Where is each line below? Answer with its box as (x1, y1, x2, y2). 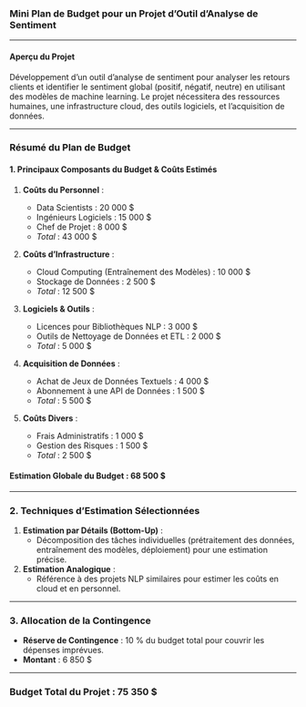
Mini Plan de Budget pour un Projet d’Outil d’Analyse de (9, 7, 259, 20)
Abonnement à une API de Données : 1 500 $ (36, 385, 205, 396)
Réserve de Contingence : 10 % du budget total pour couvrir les (22, 635, 265, 646)
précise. (36, 554, 67, 565)
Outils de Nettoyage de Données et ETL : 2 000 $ (36, 331, 221, 342)
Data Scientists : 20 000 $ (36, 201, 135, 212)
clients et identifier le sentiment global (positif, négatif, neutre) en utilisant (9, 81, 286, 92)
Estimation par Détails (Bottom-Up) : (22, 525, 164, 536)
